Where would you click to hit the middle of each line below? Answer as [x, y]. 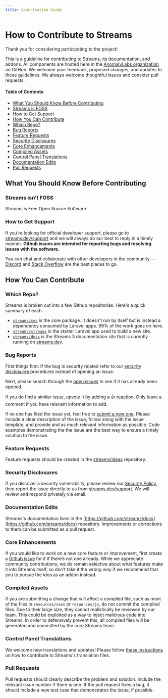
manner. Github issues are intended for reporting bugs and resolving [78, 244]
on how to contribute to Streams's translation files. [58, 655]
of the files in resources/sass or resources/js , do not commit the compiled [82, 604]
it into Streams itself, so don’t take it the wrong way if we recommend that [82, 569]
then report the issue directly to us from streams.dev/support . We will [77, 489]
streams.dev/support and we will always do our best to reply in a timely [79, 238]
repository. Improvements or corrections [120, 524]
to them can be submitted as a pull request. [50, 529]
